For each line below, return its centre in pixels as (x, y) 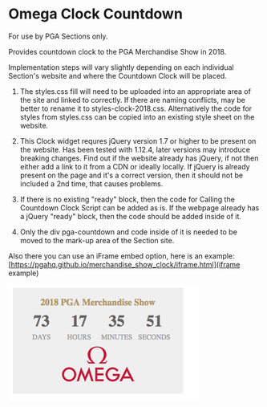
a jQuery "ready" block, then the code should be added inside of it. (131, 216)
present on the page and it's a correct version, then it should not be (131, 175)
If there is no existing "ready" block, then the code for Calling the (127, 199)
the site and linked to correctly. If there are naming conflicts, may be (133, 100)
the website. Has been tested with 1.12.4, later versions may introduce (135, 149)
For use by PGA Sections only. (58, 36)
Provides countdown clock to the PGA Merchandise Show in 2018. (117, 51)
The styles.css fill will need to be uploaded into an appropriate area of (135, 91)
